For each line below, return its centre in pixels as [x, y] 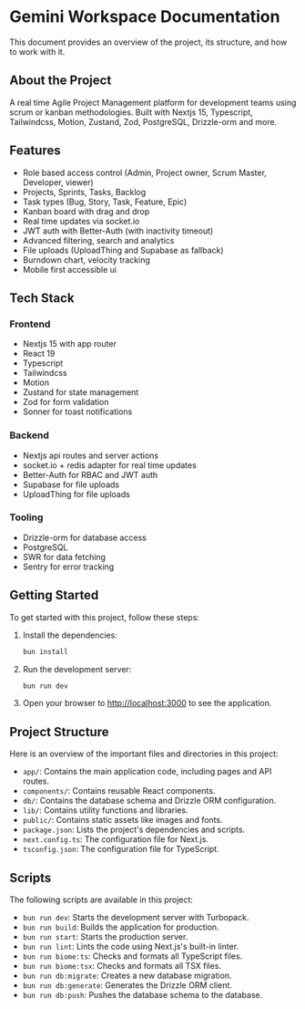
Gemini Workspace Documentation [145, 17]
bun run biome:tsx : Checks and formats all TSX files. [122, 966]
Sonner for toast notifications [77, 411]
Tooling [26, 517]
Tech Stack [42, 298]
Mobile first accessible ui [69, 269]
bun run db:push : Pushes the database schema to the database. [142, 995]
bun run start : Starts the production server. [105, 937]
